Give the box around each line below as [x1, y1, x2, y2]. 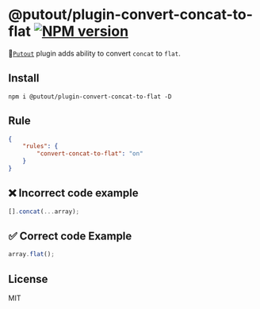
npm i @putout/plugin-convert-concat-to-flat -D [8, 93, 172, 101]
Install [8, 71, 40, 85]
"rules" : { [22, 143, 59, 151]
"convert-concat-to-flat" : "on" [36, 150, 144, 158]
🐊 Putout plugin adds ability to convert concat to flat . [8, 48, 181, 58]
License [8, 272, 48, 286]
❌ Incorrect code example [8, 186, 139, 200]
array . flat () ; [8, 250, 55, 258]
